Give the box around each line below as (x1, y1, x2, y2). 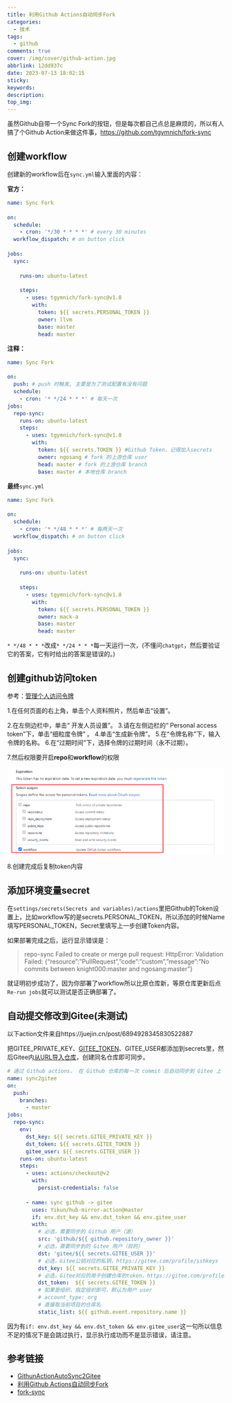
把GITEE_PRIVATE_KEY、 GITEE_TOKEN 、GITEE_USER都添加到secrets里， (7, 1044, 219, 1053)
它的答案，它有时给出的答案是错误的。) (7, 650, 116, 658)
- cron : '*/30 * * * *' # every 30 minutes (19, 228, 147, 235)
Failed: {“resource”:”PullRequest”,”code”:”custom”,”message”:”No (23, 957, 210, 966)
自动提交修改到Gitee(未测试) (7, 1010, 128, 1022)
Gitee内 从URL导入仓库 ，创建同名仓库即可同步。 (12, 1053, 149, 1062)
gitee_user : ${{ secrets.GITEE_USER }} (25, 1148, 140, 1155)
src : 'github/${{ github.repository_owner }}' (37, 1235, 175, 1242)
